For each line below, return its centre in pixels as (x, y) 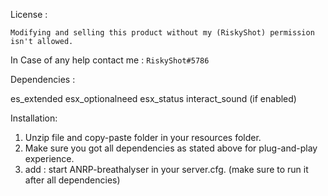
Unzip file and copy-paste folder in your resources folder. (143, 137)
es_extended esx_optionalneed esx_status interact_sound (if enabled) (153, 98)
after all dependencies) (72, 180)
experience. (49, 158)
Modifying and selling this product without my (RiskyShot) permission (162, 33)
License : (29, 14)
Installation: (34, 118)
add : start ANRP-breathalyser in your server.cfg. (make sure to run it (166, 169)
